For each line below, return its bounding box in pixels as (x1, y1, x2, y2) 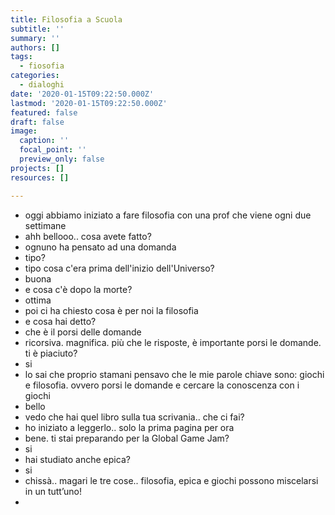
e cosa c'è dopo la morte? (24, 283, 133, 295)
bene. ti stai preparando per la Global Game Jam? (24, 432, 230, 444)
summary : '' (10, 33, 60, 43)
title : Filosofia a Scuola (10, 14, 123, 25)
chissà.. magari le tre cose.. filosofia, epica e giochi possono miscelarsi (24, 474, 319, 486)
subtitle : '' (10, 24, 65, 34)
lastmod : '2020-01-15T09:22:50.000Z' (10, 98, 168, 108)
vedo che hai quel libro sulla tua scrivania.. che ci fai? (24, 411, 245, 423)
